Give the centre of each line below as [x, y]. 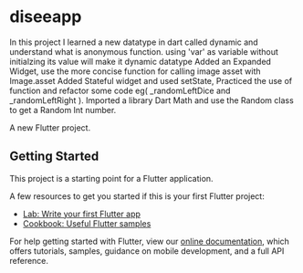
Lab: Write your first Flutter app [82, 214]
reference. [29, 260]
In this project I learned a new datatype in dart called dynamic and [134, 42]
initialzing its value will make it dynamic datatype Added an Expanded [141, 61]
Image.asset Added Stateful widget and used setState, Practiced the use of [151, 80]
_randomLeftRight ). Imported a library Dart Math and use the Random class [151, 100]
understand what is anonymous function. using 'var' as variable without [144, 51]
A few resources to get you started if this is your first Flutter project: [137, 196]
